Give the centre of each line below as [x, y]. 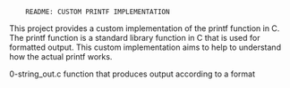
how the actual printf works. [61, 56]
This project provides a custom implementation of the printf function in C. [145, 28]
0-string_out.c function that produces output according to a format [132, 74]
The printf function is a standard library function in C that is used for [135, 38]
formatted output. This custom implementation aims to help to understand [145, 47]
